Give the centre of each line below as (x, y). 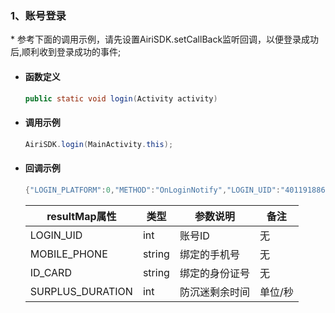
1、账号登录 (38, 15)
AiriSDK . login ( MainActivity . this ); (99, 144)
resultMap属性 (81, 216)
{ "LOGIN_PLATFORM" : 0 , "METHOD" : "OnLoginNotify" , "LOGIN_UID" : (152, 190)
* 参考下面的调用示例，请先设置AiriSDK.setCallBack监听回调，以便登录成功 (165, 39)
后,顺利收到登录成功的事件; (66, 52)
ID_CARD (50, 272)
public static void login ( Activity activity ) (121, 98)
